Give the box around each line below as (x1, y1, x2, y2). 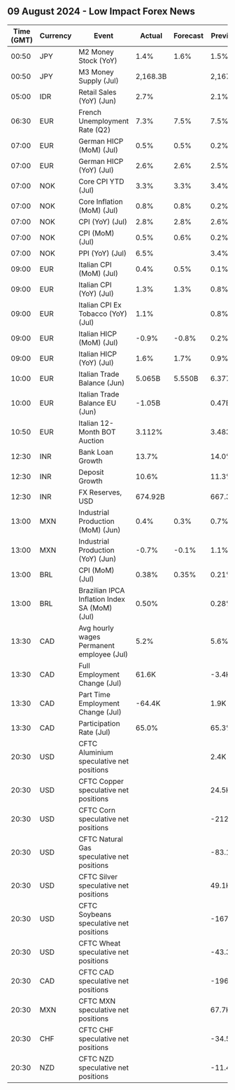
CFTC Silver (78, 871, 117, 881)
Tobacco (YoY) (78, 308, 127, 318)
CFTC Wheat (78, 938, 121, 948)
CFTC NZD (78, 1054, 114, 1063)
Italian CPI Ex (78, 300, 122, 310)
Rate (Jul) (78, 727, 111, 737)
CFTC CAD (78, 967, 114, 977)
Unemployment (78, 116, 129, 125)
